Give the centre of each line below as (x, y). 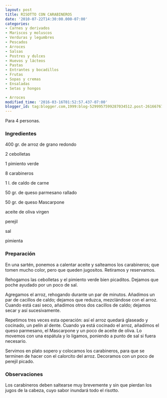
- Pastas (14, 65)
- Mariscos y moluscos (29, 33)
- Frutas (14, 75)
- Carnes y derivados (28, 28)
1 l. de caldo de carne (27, 183)
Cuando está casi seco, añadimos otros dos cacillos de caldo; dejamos (78, 305)
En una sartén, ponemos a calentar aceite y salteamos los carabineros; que (82, 265)
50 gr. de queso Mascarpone (35, 202)
